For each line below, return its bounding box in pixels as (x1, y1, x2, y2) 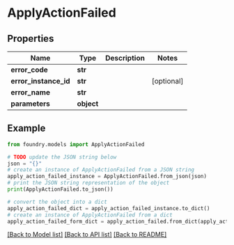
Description (105, 54, 145, 63)
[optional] (151, 77, 184, 86)
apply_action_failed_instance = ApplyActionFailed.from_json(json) (7, 173, 208, 180)
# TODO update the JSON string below (7, 153, 117, 161)
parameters (10, 99, 50, 109)
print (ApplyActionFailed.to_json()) (7, 186, 114, 193)
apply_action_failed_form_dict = (7, 218, 104, 225)
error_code (10, 65, 49, 74)
